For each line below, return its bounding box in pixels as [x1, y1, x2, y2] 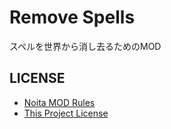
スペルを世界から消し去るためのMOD [9, 40, 162, 52]
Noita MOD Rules [23, 96, 96, 108]
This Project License [23, 107, 109, 119]
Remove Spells [9, 6, 136, 29]
